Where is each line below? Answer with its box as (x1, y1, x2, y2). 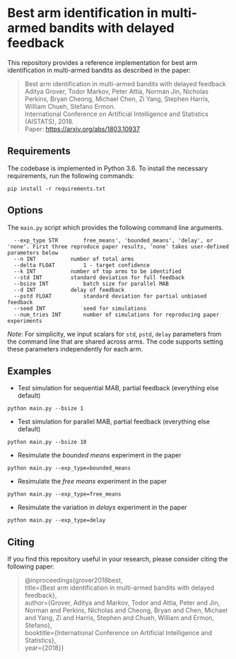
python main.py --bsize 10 (7, 438, 87, 446)
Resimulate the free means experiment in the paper (17, 477, 167, 486)
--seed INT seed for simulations (13, 305, 147, 312)
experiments (7, 317, 42, 325)
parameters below (7, 249, 59, 256)
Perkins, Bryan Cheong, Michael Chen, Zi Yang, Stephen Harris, (24, 94, 211, 103)
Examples (7, 365, 52, 377)
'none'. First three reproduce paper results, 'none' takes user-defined (7, 243, 230, 250)
